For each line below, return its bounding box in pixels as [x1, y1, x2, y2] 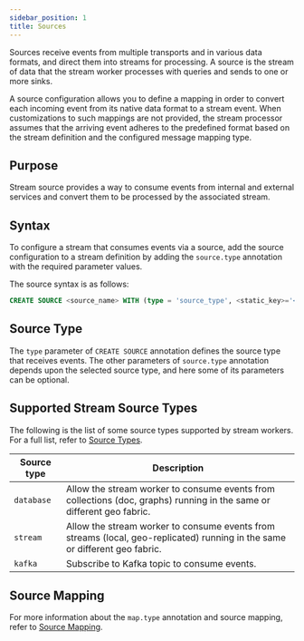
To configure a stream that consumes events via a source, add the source [9, 242, 284, 253]
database [14, 495, 52, 505]
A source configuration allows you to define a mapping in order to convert [9, 92, 285, 104]
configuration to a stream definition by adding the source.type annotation [9, 251, 283, 263]
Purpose [9, 158, 59, 173]
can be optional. [9, 374, 70, 385]
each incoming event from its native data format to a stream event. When [9, 102, 282, 113]
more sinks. [9, 75, 52, 86]
